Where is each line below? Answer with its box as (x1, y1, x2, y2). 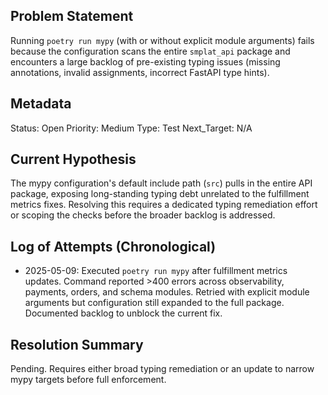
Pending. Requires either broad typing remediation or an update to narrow (10, 363, 315, 375)
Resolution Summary (10, 336, 144, 353)
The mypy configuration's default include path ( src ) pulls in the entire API (10, 177, 313, 189)
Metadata (10, 95, 72, 113)
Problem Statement (10, 8, 134, 25)
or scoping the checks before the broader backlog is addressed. (10, 209, 276, 221)
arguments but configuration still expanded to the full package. (24, 297, 285, 309)
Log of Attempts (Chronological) (10, 238, 217, 255)
